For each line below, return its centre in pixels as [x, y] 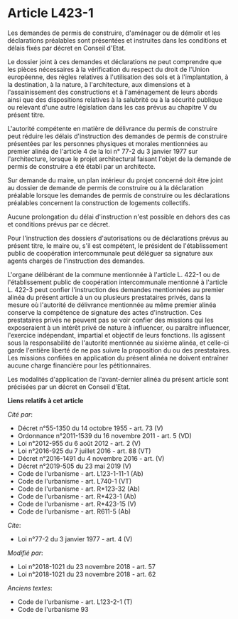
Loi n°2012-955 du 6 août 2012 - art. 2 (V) [79, 443]
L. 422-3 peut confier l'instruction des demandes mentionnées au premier [116, 289]
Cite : [14, 525]
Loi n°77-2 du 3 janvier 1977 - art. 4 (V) [75, 539]
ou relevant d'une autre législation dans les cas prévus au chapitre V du [112, 107]
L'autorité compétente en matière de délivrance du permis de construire [113, 128]
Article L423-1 [50, 13]
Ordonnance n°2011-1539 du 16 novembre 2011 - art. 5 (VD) [104, 435]
